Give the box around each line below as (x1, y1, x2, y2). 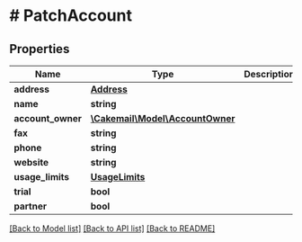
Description (244, 68, 295, 80)
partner (13, 200, 48, 212)
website (13, 157, 49, 168)
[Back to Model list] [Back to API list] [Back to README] (9, 223, 216, 234)
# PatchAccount (9, 5, 133, 26)
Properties (9, 41, 70, 57)
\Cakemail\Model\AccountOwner (90, 112, 235, 124)
